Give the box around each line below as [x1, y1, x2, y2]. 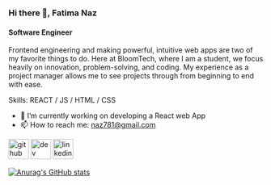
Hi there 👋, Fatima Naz [8, 7, 97, 19]
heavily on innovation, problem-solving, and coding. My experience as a [8, 62, 249, 72]
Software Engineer [8, 27, 73, 37]
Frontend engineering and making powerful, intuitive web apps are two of [8, 45, 253, 55]
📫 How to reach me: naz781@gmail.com [19, 120, 156, 130]
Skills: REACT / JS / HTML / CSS [8, 95, 116, 105]
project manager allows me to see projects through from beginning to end [8, 71, 255, 81]
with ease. [8, 80, 43, 90]
